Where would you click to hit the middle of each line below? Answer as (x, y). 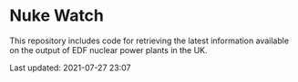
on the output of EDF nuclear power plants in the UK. (108, 50)
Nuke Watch (57, 16)
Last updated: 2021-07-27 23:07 (70, 68)
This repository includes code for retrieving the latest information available (149, 41)
